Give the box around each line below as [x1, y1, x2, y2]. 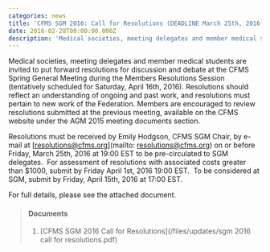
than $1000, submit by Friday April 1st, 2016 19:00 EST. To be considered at [8, 166, 260, 176]
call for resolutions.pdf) [39, 235, 118, 245]
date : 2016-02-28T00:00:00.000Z [8, 27, 117, 35]
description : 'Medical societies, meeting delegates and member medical [8, 34, 257, 43]
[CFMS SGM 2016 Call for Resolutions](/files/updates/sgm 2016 [39, 226, 252, 236]
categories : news [8, 11, 67, 20]
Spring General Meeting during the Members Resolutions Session [8, 73, 225, 83]
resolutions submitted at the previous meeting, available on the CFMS [8, 108, 239, 118]
